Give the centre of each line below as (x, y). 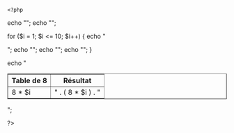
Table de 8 (29, 81)
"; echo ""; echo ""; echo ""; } (50, 50)
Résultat (77, 81)
